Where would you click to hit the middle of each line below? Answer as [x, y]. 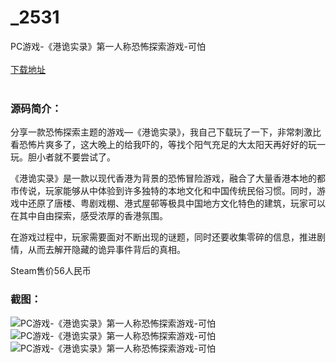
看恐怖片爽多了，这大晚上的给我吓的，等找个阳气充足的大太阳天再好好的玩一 [168, 145]
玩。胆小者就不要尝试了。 [63, 157]
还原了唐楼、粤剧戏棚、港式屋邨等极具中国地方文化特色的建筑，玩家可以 [176, 203]
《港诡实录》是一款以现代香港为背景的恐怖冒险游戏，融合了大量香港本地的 [163, 178]
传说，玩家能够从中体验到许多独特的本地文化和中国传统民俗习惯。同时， [167, 191]
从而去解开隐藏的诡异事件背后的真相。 [106, 250]
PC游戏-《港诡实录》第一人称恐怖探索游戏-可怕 [108, 46]
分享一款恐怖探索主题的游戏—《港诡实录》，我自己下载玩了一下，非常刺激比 [166, 132]
